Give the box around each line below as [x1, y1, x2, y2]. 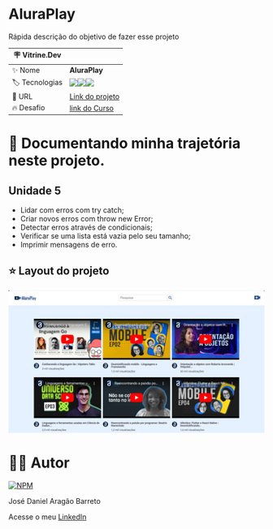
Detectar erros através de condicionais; [19, 222, 153, 232]
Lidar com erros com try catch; [19, 204, 124, 215]
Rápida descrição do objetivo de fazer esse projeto [8, 32, 180, 41]
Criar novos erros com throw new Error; [19, 213, 154, 223]
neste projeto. [8, 152, 106, 170]
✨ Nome [11, 65, 41, 75]
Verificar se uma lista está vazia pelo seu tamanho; [19, 230, 191, 240]
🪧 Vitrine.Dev [13, 50, 62, 60]
